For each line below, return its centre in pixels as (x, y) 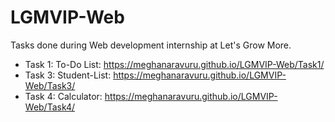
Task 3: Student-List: (68, 75)
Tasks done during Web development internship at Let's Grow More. (151, 45)
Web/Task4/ (50, 107)
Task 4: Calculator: (63, 96)
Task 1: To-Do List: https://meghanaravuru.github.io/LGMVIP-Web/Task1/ (174, 64)
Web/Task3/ (50, 85)
